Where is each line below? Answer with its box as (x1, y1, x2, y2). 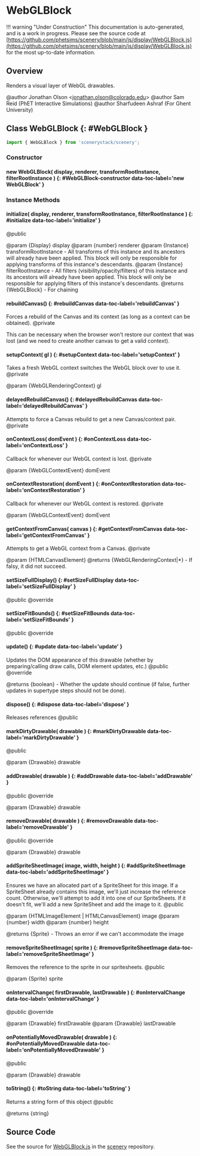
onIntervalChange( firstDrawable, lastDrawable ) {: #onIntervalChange (6, 989, 186, 996)
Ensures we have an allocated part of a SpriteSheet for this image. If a (6, 881, 178, 888)
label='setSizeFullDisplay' (6, 583, 73, 590)
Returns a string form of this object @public (6, 1098, 113, 1105)
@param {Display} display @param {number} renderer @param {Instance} (6, 242, 189, 249)
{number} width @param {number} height (6, 918, 109, 926)
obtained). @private (6, 319, 56, 327)
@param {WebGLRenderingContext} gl (6, 382, 101, 389)
